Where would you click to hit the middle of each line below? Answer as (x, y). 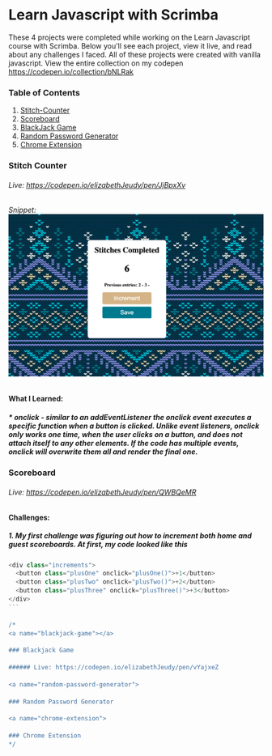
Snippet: (22, 210)
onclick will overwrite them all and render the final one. (103, 452)
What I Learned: (36, 399)
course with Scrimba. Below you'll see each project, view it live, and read (130, 45)
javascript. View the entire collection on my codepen (96, 63)
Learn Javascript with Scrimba (113, 15)
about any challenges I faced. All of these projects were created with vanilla (135, 54)
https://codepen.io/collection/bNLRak (71, 71)
